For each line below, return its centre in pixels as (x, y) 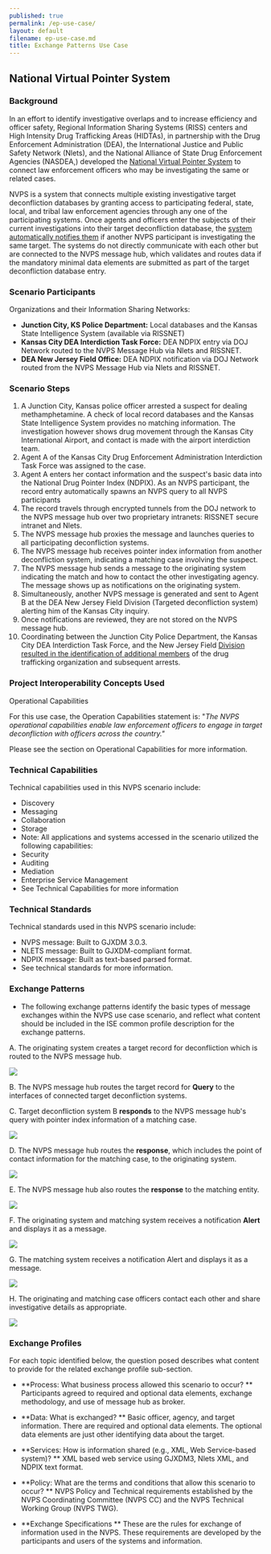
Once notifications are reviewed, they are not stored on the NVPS (129, 619)
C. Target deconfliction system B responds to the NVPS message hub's (128, 1111)
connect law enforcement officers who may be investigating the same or (129, 170)
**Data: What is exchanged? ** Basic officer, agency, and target (128, 1417)
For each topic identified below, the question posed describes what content (134, 1360)
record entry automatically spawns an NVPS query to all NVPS (124, 491)
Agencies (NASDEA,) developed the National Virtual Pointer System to (125, 161)
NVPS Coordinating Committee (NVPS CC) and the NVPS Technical (132, 1499)
